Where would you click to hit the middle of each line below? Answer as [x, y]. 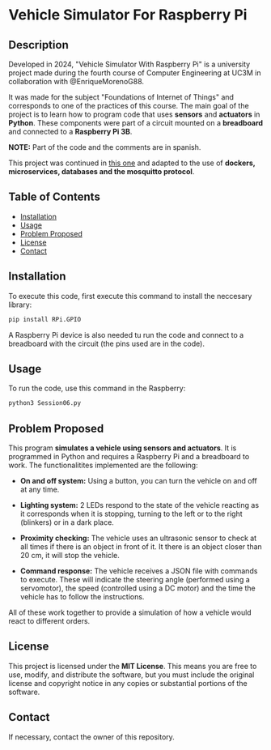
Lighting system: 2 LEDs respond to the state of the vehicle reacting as [140, 505]
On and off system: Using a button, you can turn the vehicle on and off [138, 481]
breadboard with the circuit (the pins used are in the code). [106, 343]
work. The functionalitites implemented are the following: [103, 465]
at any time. [40, 489]
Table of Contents [55, 197]
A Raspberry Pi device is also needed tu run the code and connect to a [126, 335]
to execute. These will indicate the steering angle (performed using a [135, 580]
